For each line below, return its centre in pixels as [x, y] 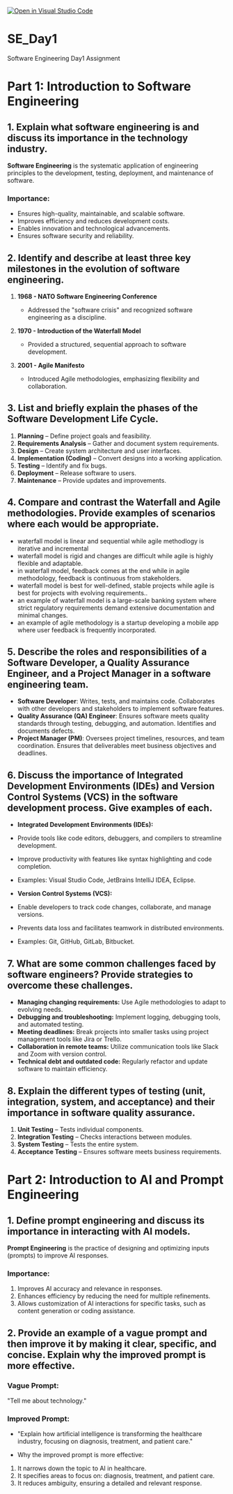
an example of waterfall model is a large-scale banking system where [117, 600]
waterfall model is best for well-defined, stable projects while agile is [116, 585]
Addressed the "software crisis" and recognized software [110, 310]
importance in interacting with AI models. [99, 1231]
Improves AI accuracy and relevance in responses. [90, 1289]
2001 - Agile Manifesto [51, 366]
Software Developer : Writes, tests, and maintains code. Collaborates [116, 701]
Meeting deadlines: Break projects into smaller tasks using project [113, 1032]
